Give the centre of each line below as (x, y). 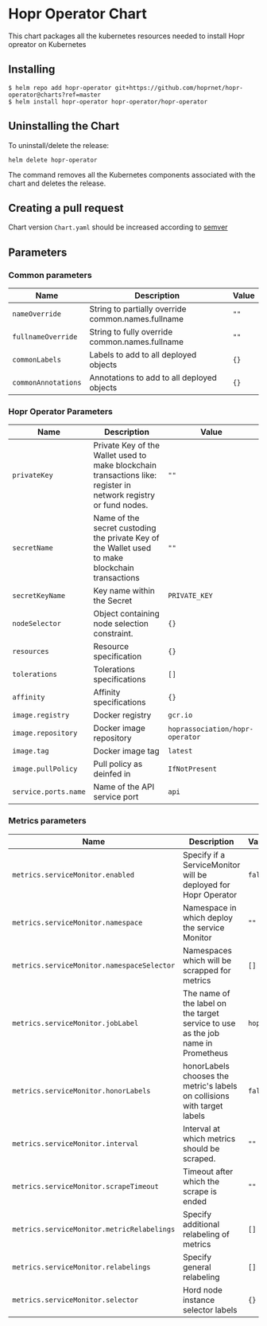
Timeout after (208, 1171)
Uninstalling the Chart (64, 126)
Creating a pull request (66, 208)
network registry (124, 495)
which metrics (209, 1138)
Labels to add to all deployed (143, 355)
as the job (201, 1033)
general (197, 1267)
